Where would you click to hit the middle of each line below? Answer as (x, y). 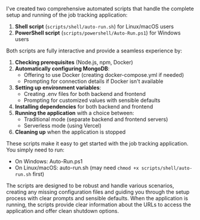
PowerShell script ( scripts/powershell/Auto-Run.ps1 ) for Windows (98, 33)
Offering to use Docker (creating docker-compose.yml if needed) (104, 75)
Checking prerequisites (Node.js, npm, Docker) (74, 62)
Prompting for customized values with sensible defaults (92, 100)
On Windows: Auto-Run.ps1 (49, 161)
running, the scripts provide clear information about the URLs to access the (99, 204)
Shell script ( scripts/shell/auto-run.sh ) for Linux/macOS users (94, 27)
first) (39, 174)
